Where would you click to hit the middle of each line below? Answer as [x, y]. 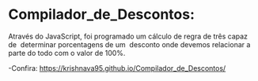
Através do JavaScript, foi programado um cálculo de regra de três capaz [128, 36]
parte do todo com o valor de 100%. [67, 53]
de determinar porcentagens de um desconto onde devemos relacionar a [129, 44]
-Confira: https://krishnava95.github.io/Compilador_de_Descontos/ [117, 68]
